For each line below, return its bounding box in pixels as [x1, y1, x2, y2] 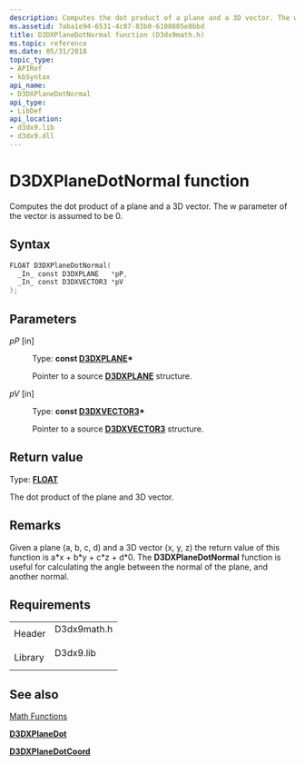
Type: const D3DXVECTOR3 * [32, 405, 145, 416]
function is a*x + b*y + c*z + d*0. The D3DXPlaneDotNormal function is [9, 551, 281, 562]
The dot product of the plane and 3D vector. [9, 492, 174, 502]
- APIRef [9, 65, 43, 74]
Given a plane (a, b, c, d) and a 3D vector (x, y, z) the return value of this [9, 541, 280, 552]
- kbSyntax [9, 73, 51, 82]
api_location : [9, 114, 64, 124]
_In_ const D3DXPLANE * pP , [17, 269, 128, 278]
